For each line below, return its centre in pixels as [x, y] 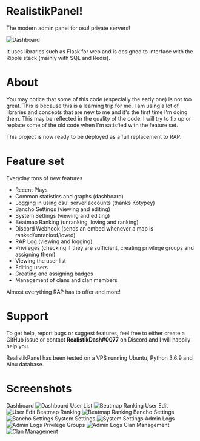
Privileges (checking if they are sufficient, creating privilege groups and [104, 247]
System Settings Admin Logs [115, 418]
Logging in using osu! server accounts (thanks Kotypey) [85, 203]
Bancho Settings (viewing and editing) [63, 209]
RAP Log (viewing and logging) [54, 241]
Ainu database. [25, 364]
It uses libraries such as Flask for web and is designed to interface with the [100, 51]
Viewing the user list [41, 261]
